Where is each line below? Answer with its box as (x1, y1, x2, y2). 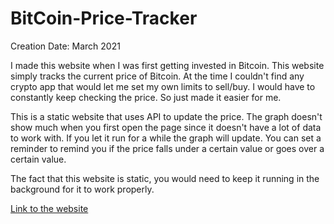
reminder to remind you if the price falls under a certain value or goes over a (10, 142, 325, 154)
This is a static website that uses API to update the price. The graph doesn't (10, 110, 323, 122)
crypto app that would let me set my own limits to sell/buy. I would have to (10, 80, 316, 92)
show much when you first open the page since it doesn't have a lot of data (10, 121, 322, 133)
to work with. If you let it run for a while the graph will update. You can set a (10, 132, 322, 144)
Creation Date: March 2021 (10, 40, 121, 52)
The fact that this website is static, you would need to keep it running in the (10, 172, 320, 184)
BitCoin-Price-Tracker (10, 7, 198, 30)
